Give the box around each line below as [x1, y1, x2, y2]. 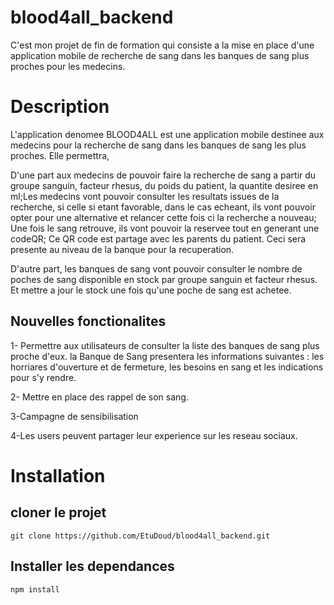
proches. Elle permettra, [10, 149, 110, 161]
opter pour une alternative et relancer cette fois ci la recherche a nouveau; [10, 211, 317, 223]
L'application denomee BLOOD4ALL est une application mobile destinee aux [10, 128, 325, 140]
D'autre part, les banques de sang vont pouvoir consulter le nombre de [10, 262, 303, 275]
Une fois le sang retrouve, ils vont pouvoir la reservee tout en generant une [10, 222, 320, 234]
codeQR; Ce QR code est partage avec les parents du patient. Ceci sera [10, 232, 307, 245]
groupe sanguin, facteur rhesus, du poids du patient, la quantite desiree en [10, 179, 319, 191]
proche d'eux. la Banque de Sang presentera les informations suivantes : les [10, 350, 325, 362]
